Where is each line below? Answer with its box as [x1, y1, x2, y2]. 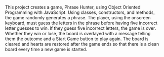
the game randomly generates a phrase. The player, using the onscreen [5, 15, 151, 20]
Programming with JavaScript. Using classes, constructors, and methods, [5, 9, 155, 15]
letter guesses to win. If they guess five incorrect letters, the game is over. [5, 25, 156, 31]
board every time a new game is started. [5, 47, 87, 52]
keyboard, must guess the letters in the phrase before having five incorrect [5, 20, 158, 26]
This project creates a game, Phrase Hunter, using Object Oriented [5, 4, 141, 10]
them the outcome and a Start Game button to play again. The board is [5, 36, 149, 42]
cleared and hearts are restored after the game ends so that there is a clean [5, 41, 159, 47]
